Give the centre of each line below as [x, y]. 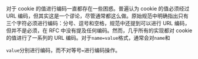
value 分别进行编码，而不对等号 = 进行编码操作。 [63, 50]
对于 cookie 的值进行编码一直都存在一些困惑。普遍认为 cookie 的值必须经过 [98, 8]
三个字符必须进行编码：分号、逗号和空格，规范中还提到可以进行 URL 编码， [98, 23]
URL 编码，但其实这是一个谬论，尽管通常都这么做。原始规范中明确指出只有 [98, 16]
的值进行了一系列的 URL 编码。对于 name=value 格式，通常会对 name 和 [88, 38]
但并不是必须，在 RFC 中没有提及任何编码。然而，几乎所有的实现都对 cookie [99, 30]
